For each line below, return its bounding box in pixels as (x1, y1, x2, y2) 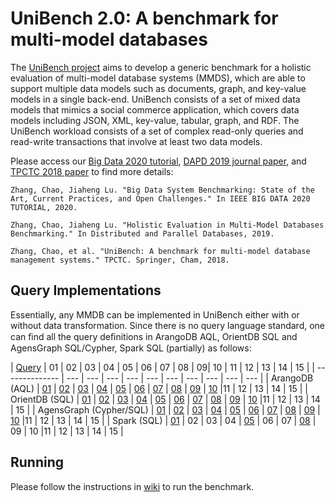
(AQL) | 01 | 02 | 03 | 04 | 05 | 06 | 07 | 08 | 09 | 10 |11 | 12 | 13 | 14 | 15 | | (10, 382, 308, 394)
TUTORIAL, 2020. (10, 202, 78, 212)
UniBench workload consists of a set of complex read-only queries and (10, 125, 304, 137)
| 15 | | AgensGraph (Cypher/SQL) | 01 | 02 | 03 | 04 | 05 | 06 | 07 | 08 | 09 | (10, 403, 321, 416)
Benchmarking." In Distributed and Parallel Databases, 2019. (10, 228, 275, 239)
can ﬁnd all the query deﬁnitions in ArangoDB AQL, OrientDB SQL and (10, 330, 298, 342)
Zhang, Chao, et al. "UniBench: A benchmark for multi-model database (10, 246, 311, 256)
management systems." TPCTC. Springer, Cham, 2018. (10, 255, 230, 265)
